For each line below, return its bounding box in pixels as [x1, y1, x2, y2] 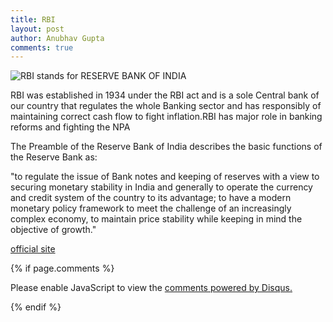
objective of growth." [10, 224, 97, 236]
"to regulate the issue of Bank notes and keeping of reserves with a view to [10, 171, 320, 183]
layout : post [10, 24, 65, 34]
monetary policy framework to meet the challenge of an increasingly [10, 202, 292, 215]
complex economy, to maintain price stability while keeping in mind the [10, 213, 303, 225]
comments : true [10, 42, 74, 53]
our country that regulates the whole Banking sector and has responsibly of [10, 100, 322, 112]
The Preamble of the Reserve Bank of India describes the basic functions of [10, 141, 323, 153]
